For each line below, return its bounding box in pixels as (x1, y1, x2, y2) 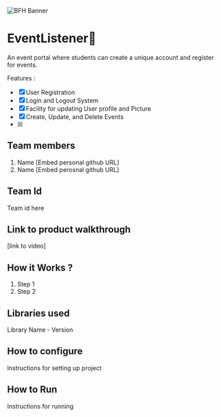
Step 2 (16, 288, 36, 296)
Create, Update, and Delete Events (25, 112, 124, 120)
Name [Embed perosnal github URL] (16, 165, 119, 173)
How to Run (7, 384, 58, 396)
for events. (7, 61, 38, 69)
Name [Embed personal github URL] (16, 158, 119, 167)
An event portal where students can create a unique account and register (7, 53, 214, 61)
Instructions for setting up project (7, 363, 102, 372)
